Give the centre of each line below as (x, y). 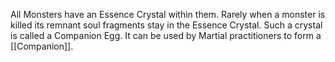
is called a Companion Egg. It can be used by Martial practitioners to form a (166, 35)
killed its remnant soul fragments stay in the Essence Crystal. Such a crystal (166, 25)
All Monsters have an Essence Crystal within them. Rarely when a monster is (168, 14)
